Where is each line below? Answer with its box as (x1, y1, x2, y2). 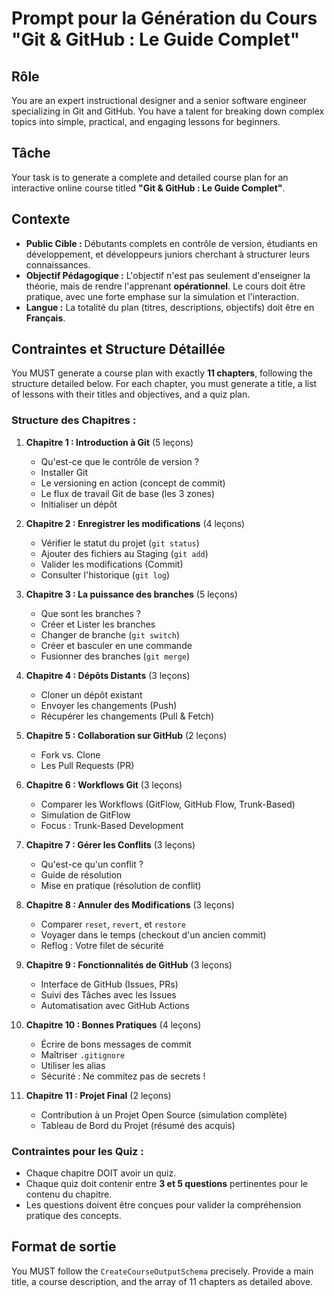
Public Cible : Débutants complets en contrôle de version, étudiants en (25, 237, 318, 249)
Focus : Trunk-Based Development (40, 819, 184, 831)
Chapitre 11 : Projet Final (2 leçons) (25, 1089, 172, 1101)
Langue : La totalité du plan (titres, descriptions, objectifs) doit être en (25, 301, 315, 313)
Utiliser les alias (40, 1059, 106, 1071)
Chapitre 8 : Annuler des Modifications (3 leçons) (25, 898, 235, 911)
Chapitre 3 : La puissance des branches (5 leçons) (25, 588, 238, 600)
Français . (25, 312, 66, 324)
